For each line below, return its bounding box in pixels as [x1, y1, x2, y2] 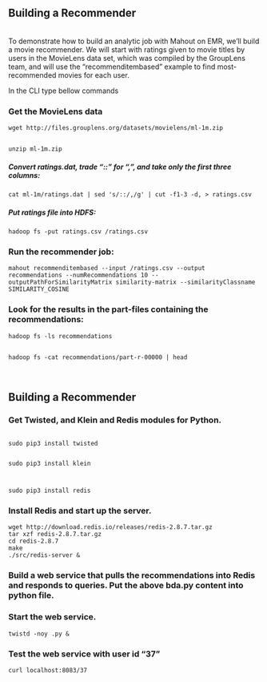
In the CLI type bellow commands [8, 86, 119, 95]
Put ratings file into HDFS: [8, 208, 97, 217]
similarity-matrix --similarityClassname [115, 278, 256, 287]
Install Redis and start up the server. [8, 505, 152, 516]
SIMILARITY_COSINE [8, 285, 70, 293]
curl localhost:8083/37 [8, 666, 88, 674]
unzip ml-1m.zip [8, 145, 62, 153]
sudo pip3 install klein [8, 460, 91, 468]
